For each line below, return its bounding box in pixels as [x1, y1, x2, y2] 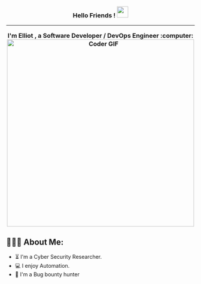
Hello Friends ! [72, 11, 116, 19]
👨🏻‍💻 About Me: [6, 237, 64, 247]
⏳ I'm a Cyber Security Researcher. [14, 253, 102, 261]
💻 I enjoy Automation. [14, 262, 70, 270]
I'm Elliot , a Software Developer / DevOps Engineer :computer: [7, 31, 194, 40]
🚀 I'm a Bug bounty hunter [14, 271, 80, 278]
